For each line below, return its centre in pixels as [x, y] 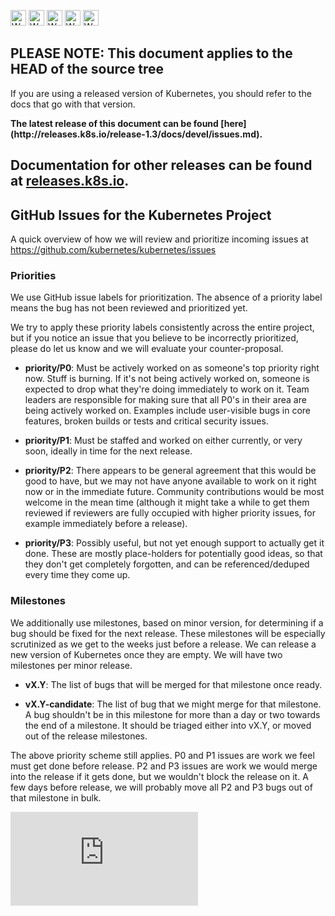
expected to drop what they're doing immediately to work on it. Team [167, 389]
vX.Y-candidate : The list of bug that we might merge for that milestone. [173, 704]
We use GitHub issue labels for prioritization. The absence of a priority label [166, 297]
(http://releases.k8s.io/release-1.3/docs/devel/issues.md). [136, 134]
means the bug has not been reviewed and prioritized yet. [129, 308]
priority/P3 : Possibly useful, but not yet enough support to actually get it [174, 543]
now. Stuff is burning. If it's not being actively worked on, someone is [167, 379]
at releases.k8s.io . [70, 181]
